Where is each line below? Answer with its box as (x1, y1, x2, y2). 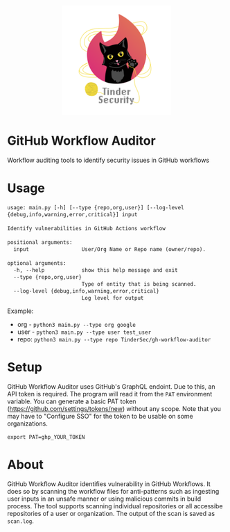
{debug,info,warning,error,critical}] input (7, 211, 138, 218)
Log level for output (81, 294, 144, 301)
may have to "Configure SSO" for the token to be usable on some (7, 412, 194, 420)
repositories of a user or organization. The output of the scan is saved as (7, 509, 215, 517)
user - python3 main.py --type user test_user (17, 328, 152, 336)
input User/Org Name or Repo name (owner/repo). (13, 245, 206, 252)
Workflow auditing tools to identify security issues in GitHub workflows (7, 156, 210, 164)
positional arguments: (7, 239, 73, 245)
